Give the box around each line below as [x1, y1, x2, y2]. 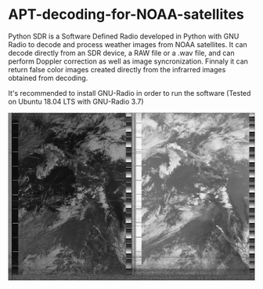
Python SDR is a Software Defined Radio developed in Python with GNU [8, 31, 240, 41]
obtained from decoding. [8, 73, 88, 82]
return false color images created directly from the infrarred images [8, 64, 226, 74]
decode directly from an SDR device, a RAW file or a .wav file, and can [8, 48, 235, 57]
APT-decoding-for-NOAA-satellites [8, 5, 244, 24]
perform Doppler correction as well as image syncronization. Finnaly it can [8, 57, 249, 66]
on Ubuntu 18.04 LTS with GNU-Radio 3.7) [8, 97, 144, 106]
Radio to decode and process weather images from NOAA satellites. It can [8, 39, 248, 49]
